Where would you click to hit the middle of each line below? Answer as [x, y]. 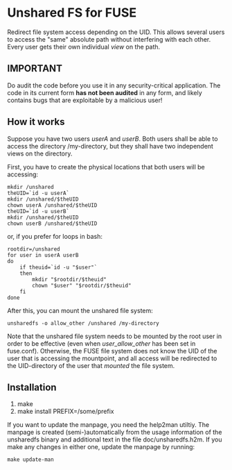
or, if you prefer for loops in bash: [55, 236]
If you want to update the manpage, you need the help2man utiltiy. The [108, 425]
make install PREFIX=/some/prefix [65, 412]
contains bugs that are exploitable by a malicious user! [85, 100]
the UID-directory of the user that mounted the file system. [91, 365]
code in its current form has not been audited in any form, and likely [105, 92]
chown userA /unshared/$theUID [52, 205]
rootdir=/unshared [34, 249]
